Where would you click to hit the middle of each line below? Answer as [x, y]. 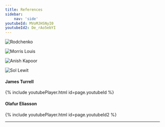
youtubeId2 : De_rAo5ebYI [30, 28]
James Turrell [19, 81]
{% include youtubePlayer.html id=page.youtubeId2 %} [61, 114]
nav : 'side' [26, 19]
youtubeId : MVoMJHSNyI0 [29, 23]
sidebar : [14, 14]
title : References [24, 10]
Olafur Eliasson [21, 103]
